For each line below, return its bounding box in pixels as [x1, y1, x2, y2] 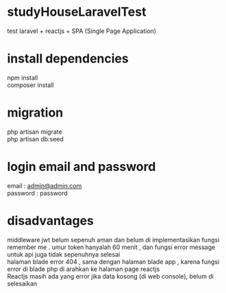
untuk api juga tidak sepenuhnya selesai [7, 250, 121, 258]
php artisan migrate [7, 128, 63, 136]
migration [7, 105, 64, 121]
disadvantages [7, 213, 95, 228]
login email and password [7, 159, 156, 174]
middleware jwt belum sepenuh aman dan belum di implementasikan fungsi [7, 235, 220, 244]
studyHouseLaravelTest [7, 4, 147, 20]
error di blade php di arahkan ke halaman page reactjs [7, 265, 160, 273]
